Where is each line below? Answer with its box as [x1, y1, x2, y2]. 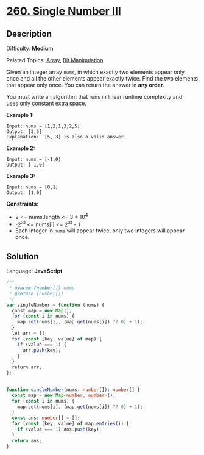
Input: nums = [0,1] [6, 184, 59, 190]
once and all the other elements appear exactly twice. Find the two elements [6, 75, 199, 82]
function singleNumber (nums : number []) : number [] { [6, 386, 140, 393]
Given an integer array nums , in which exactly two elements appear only [6, 68, 185, 76]
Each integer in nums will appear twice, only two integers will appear [15, 227, 185, 234]
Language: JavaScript [6, 267, 63, 275]
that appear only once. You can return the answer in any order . [6, 81, 165, 88]
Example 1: [6, 112, 35, 118]
